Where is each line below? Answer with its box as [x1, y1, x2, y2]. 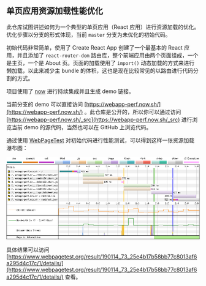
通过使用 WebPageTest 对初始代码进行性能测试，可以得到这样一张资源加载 [6, 137, 195, 144]
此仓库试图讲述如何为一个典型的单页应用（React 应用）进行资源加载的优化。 [6, 23, 200, 31]
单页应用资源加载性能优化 [6, 6, 103, 17]
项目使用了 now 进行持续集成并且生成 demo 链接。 [6, 88, 135, 95]
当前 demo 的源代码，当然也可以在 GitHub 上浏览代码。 [11, 123, 152, 130]
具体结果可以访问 [6, 246, 50, 253]
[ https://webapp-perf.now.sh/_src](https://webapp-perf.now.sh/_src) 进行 [6, 116, 193, 123]
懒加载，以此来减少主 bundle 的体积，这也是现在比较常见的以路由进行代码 [6, 67, 194, 74]
